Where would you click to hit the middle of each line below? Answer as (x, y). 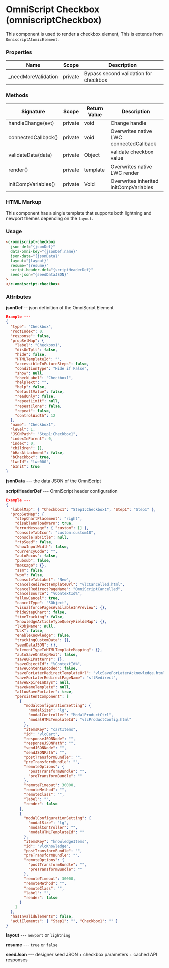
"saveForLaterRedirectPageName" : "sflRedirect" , (66, 678)
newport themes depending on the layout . (49, 218)
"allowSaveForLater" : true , (44, 692)
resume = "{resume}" (30, 265)
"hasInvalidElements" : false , (42, 916)
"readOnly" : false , (35, 397)
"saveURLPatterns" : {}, (40, 659)
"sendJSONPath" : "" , (45, 753)
